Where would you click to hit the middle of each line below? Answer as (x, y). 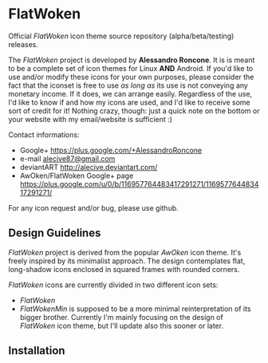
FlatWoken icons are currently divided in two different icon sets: (113, 285)
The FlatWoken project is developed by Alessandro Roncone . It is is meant (132, 60)
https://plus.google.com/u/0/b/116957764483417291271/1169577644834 (139, 183)
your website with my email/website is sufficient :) (91, 119)
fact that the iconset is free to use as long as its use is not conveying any (128, 85)
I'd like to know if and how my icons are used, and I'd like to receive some (129, 102)
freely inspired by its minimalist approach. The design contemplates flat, (127, 261)
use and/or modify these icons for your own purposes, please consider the (131, 77)
